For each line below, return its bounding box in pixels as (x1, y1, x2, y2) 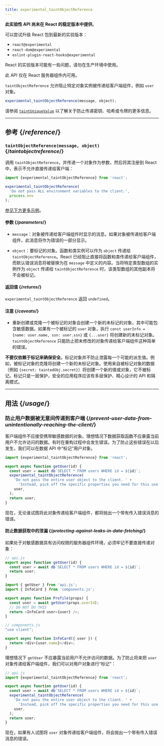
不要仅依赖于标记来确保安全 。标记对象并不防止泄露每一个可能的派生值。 (5, 354, 150, 360)
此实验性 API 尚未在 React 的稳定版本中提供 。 (5, 21, 97, 27)
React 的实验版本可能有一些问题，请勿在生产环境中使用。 (5, 62, 121, 67)
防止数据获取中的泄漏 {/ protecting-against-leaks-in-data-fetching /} (5, 528, 146, 534)
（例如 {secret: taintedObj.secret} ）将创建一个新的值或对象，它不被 (5, 367, 147, 373)
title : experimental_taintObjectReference (5, 7, 93, 12)
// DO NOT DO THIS (9, 605, 47, 610)
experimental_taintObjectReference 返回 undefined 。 (5, 296, 112, 302)
